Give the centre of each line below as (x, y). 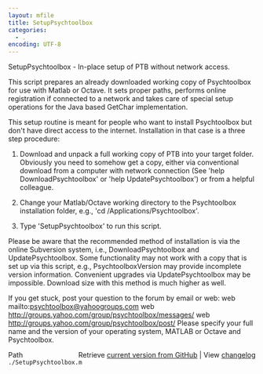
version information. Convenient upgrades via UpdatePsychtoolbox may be (130, 274)
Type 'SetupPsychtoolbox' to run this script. (91, 226)
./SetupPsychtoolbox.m (45, 363)
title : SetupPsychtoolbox (50, 23)
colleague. (37, 187)
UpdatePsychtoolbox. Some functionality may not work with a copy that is (128, 258)
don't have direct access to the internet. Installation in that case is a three (127, 131)
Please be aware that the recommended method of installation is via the (124, 241)
